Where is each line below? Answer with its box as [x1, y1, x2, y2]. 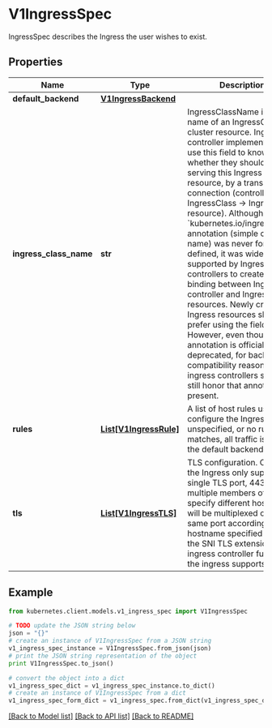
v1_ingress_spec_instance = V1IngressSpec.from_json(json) [8, 644, 212, 653]
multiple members [187, 487, 257, 499]
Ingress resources [187, 309, 257, 320]
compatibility [187, 359, 237, 370]
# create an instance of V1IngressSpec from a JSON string [8, 637, 212, 645]
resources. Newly [187, 298, 254, 310]
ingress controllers [187, 370, 259, 381]
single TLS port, [187, 477, 248, 488]
